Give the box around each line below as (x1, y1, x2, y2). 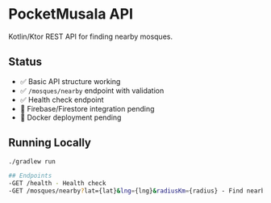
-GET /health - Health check (8, 180, 106, 188)
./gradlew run (8, 157, 56, 166)
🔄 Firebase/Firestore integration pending (19, 104, 155, 113)
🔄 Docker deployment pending (19, 112, 122, 122)
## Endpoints (8, 171, 52, 180)
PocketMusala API (8, 5, 134, 23)
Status (8, 55, 43, 69)
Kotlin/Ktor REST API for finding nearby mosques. (8, 32, 173, 41)
